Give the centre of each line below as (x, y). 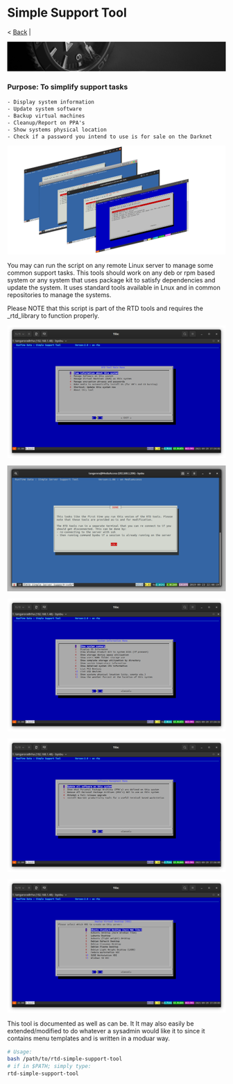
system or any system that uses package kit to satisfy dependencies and (111, 280)
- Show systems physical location (57, 130)
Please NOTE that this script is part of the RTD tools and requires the (105, 308)
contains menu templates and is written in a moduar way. (89, 1038)
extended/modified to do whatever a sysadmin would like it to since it (106, 1031)
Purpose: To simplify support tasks (68, 87)
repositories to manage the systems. (59, 295)
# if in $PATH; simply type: (49, 1067)
